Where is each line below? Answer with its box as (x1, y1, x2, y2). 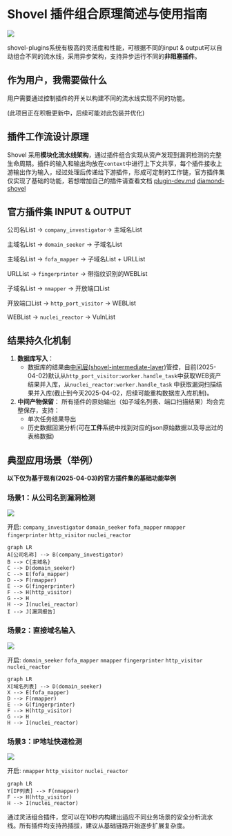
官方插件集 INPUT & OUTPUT (7, 205, 132, 218)
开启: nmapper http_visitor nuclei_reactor (7, 766, 129, 774)
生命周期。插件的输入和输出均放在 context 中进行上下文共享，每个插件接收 (7, 159, 217, 167)
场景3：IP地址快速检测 (7, 736, 82, 746)
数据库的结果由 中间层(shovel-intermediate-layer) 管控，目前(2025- (27, 363, 217, 371)
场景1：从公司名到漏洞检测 (7, 492, 95, 502)
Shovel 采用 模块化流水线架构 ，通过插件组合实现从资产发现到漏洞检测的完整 (7, 150, 222, 159)
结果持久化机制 (7, 335, 71, 346)
